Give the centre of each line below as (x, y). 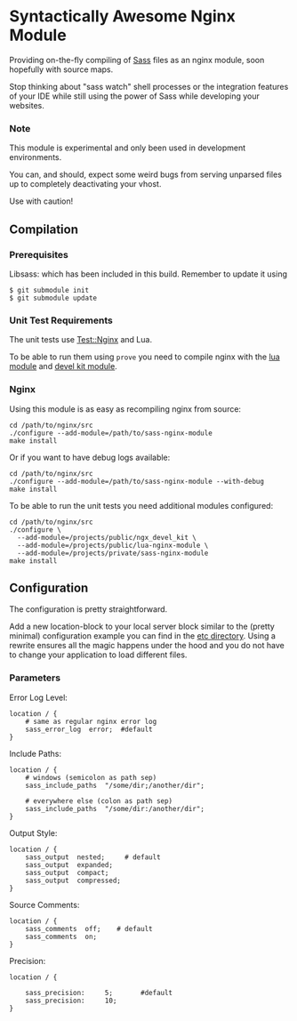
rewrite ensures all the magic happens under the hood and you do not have (147, 646)
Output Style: (33, 832)
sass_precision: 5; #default (99, 993)
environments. (36, 157)
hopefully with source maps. (61, 69)
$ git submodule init (49, 290)
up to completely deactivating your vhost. (85, 184)
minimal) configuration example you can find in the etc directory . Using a (142, 636)
